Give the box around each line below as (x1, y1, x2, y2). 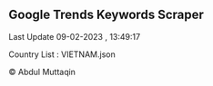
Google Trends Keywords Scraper (8, 7, 204, 23)
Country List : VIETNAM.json (8, 49, 116, 60)
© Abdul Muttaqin (8, 66, 76, 77)
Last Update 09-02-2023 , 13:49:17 (8, 31, 141, 42)
